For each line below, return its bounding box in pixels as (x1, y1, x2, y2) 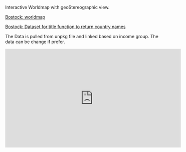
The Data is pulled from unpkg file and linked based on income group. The (5, 34, 159, 39)
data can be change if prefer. (5, 39, 65, 45)
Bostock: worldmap (5, 14, 46, 20)
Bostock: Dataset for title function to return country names (5, 24, 126, 30)
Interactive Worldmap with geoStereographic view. (5, 5, 110, 10)
